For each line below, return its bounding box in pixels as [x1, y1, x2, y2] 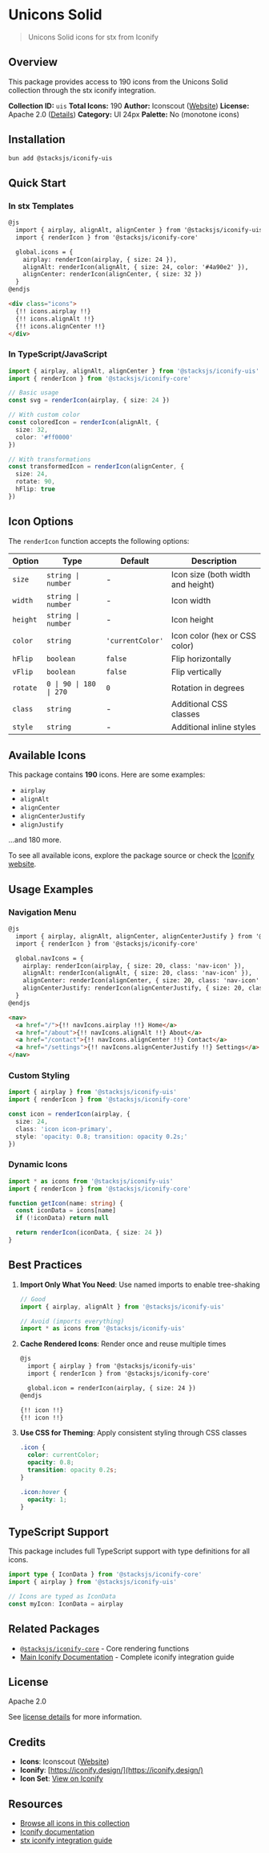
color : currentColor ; [27, 1451, 100, 1459]
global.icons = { [15, 247, 74, 256]
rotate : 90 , [15, 478, 56, 486]
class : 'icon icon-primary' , [15, 1124, 113, 1133]
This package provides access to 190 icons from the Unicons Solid [8, 76, 228, 86]
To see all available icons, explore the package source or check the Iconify [8, 851, 255, 860]
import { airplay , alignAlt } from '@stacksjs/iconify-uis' [19, 1303, 225, 1311]
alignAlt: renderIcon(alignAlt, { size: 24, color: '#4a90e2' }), [22, 263, 249, 271]
